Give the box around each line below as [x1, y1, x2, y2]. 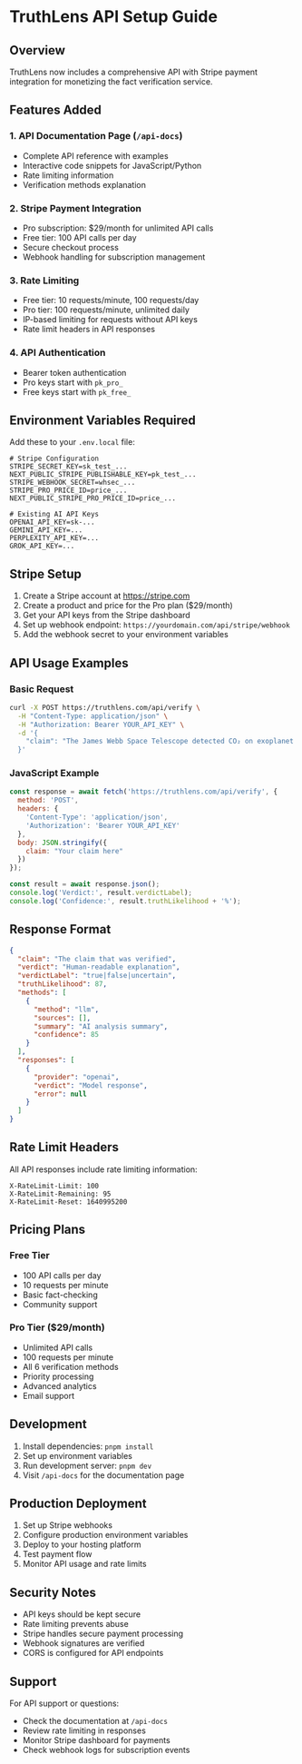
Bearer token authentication [22, 367, 127, 378]
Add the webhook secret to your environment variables [22, 629, 229, 640]
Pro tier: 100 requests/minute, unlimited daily [22, 304, 190, 315]
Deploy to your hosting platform [22, 1539, 142, 1550]
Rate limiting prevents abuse [22, 1619, 129, 1630]
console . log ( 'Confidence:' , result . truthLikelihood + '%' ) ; [9, 896, 242, 905]
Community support [22, 1298, 98, 1309]
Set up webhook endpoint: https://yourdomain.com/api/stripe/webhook [22, 619, 290, 630]
